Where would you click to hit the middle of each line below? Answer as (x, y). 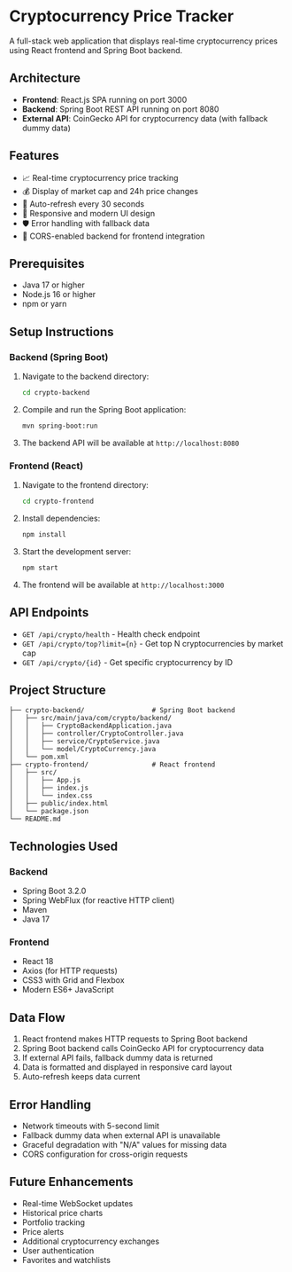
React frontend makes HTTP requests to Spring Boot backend (134, 1039)
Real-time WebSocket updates (77, 1203)
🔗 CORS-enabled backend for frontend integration (113, 236)
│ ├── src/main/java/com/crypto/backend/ (91, 718)
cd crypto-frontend (58, 502)
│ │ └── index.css (51, 796)
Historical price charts (62, 1213)
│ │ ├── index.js (49, 788)
